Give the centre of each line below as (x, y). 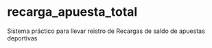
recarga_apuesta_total (72, 12)
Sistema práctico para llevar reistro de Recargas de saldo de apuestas (106, 31)
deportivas (22, 38)
